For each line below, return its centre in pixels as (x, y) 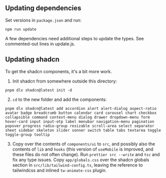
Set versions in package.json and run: (43, 20)
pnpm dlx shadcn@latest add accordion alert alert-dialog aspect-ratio (81, 108)
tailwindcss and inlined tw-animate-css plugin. (59, 170)
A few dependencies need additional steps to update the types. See (75, 38)
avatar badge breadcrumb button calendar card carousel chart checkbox (81, 113)
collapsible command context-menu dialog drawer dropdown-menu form (78, 117)
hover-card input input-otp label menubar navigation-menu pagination (80, 121)
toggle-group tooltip (28, 134)
